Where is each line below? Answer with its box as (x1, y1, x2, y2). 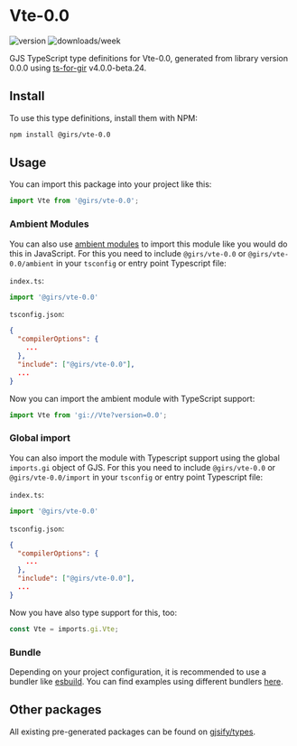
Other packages (9, 702, 102, 718)
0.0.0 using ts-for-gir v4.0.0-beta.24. (9, 62, 147, 73)
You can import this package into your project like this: (9, 179, 212, 190)
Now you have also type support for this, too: (9, 607, 178, 618)
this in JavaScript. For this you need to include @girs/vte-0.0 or (9, 247, 246, 258)
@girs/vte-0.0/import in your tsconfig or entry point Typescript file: (9, 471, 264, 482)
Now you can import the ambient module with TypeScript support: (9, 393, 255, 404)
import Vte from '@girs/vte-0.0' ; (9, 196, 140, 206)
